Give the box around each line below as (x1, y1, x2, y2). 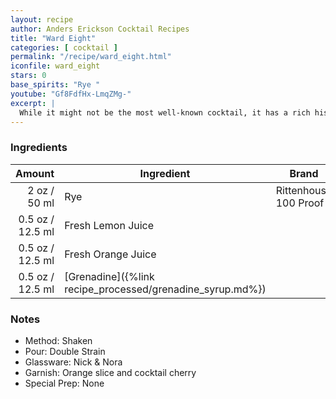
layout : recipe (10, 14, 74, 25)
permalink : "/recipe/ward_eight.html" (10, 52, 172, 62)
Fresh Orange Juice (64, 247, 157, 261)
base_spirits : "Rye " (10, 80, 101, 90)
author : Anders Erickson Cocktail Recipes (10, 24, 190, 34)
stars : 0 (10, 71, 47, 81)
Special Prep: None (24, 377, 105, 389)
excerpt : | (10, 98, 56, 108)
